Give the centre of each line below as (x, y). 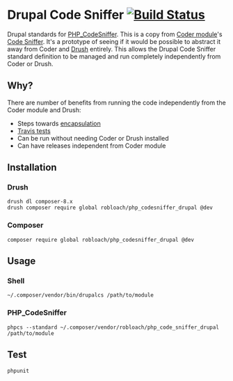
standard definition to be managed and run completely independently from (114, 56)
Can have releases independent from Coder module (91, 146)
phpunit (18, 371)
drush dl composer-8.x (40, 202)
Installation (32, 168)
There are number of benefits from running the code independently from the (116, 102)
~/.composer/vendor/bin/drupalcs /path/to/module (81, 295)
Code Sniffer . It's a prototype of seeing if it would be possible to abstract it (114, 41)
